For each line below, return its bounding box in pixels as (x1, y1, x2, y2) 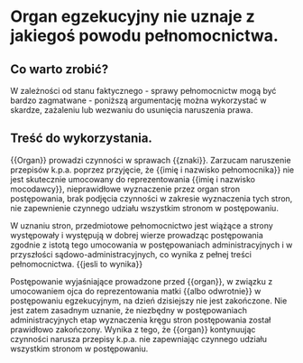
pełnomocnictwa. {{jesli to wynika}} (10, 258, 143, 269)
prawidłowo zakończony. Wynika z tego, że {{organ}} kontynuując (10, 323, 256, 335)
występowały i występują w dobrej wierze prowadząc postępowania (10, 229, 264, 240)
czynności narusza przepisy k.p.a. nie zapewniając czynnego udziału (10, 333, 268, 344)
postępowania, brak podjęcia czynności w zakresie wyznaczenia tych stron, (10, 192, 293, 204)
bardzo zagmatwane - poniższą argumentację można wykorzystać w (10, 95, 267, 106)
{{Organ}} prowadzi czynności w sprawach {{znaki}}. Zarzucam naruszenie (10, 154, 291, 165)
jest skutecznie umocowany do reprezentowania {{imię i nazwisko (10, 173, 256, 184)
